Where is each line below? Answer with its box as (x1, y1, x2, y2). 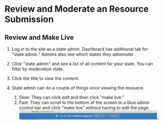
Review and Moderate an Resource (4, 3, 149, 15)
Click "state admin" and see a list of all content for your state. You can (11, 61, 153, 66)
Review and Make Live (4, 33, 74, 42)
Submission (4, 14, 54, 25)
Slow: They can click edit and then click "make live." (19, 94, 124, 100)
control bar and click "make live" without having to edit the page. (19, 105, 150, 110)
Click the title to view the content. (11, 76, 79, 81)
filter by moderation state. (11, 66, 64, 72)
